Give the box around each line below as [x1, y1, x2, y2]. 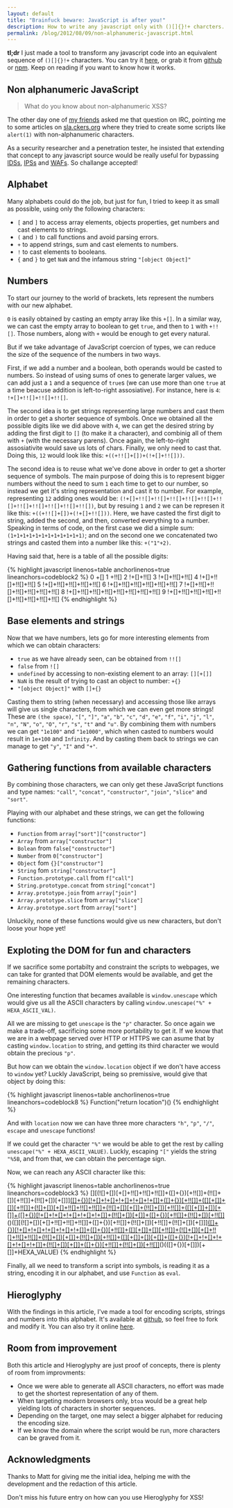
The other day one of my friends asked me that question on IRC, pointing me [7, 115, 226, 124]
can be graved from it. [17, 1434, 81, 1442]
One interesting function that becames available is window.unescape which [7, 991, 218, 1000]
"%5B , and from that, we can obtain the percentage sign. [7, 1155, 166, 1163]
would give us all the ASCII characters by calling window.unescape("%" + [7, 999, 212, 1007]
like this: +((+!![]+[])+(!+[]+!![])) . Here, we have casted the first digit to [7, 508, 221, 517]
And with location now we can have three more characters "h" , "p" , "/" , [7, 1119, 215, 1128]
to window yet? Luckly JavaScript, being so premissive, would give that [7, 1070, 208, 1078]
